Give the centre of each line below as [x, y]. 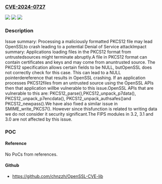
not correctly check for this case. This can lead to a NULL [63, 72]
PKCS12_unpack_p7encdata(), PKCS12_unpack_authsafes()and [68, 98]
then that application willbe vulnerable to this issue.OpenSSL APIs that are [79, 88]
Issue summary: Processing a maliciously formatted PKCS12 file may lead [79, 41]
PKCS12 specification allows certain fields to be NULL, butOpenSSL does [79, 67]
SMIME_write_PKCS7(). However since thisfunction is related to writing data [81, 109]
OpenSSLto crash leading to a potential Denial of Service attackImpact [76, 46]
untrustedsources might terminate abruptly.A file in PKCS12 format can [76, 57]
